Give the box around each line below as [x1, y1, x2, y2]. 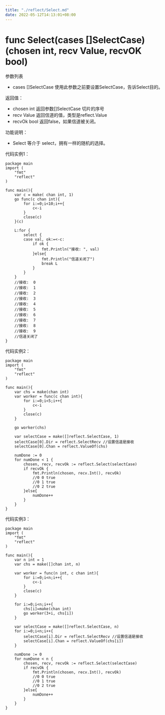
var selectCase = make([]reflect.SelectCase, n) [14, 624, 119, 629]
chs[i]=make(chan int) [23, 606, 72, 612]
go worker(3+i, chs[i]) [23, 611, 74, 616]
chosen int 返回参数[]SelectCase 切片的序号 [12, 105, 105, 112]
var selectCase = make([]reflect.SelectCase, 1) [14, 434, 119, 439]
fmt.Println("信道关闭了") [41, 257, 95, 262]
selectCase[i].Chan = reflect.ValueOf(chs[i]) [23, 639, 124, 644]
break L [41, 261, 58, 267]
